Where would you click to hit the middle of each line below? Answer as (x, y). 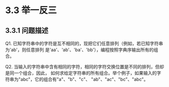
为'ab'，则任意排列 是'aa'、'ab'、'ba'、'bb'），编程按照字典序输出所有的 (79, 50)
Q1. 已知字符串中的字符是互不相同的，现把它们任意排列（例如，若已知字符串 (84, 43)
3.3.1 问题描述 (27, 30)
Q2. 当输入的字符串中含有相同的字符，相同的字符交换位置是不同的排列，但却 (85, 67)
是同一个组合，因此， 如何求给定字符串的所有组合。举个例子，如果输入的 (81, 73)
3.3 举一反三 (31, 10)
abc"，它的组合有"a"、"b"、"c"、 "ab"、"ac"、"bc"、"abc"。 (84, 79)
